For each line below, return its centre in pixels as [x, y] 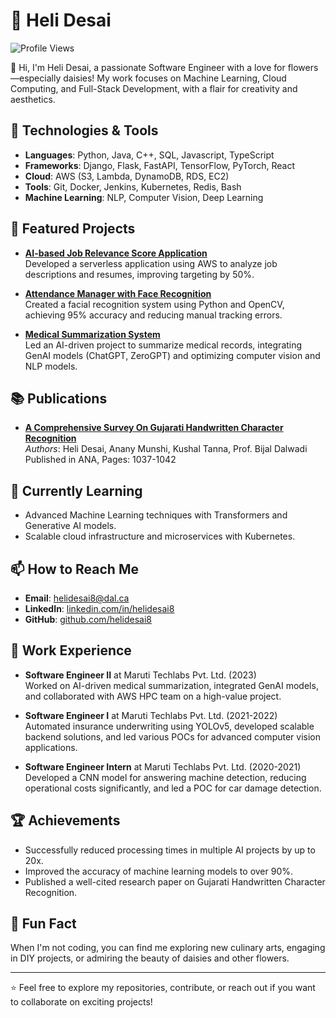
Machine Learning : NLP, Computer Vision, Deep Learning [144, 197]
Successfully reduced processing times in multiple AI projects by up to [170, 850]
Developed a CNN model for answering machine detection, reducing [165, 777]
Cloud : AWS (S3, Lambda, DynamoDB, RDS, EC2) [127, 176]
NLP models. [51, 366]
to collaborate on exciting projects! [81, 1002]
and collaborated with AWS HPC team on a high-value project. [153, 696]
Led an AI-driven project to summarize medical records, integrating [163, 345]
